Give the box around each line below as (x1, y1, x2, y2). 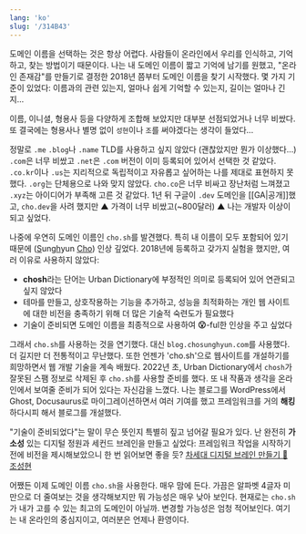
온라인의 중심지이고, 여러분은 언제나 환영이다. (28, 514, 189, 525)
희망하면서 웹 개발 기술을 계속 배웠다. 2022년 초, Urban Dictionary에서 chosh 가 (9, 361, 293, 372)
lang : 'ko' (9, 13, 51, 23)
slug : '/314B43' (9, 22, 71, 31)
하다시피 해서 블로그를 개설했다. (9, 406, 122, 417)
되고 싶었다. (9, 211, 52, 223)
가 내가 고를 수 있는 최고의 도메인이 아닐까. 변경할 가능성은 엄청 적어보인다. (9, 502, 274, 513)
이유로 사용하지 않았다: (18, 254, 100, 265)
